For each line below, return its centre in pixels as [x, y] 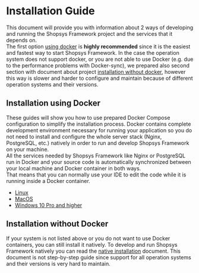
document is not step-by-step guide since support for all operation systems [99, 257]
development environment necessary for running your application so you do [99, 130]
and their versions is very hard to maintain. [59, 263]
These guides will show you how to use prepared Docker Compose [88, 117]
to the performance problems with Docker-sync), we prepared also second [98, 65]
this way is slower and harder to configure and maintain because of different [99, 78]
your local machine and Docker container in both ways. [74, 168]
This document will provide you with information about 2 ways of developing [100, 27]
